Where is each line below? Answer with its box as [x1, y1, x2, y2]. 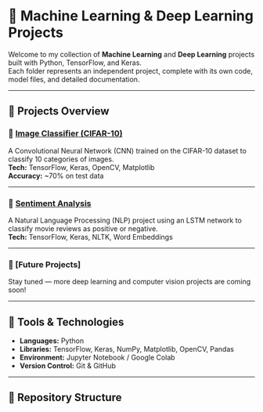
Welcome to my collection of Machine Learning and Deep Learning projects [8, 49, 255, 59]
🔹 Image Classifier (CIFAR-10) [8, 128, 123, 139]
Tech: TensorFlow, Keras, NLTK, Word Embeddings [8, 232, 174, 241]
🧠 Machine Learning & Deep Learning [8, 7, 254, 25]
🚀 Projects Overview [8, 105, 110, 118]
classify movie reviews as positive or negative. [8, 223, 158, 233]
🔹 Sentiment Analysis [8, 197, 92, 208]
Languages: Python [19, 336, 85, 345]
